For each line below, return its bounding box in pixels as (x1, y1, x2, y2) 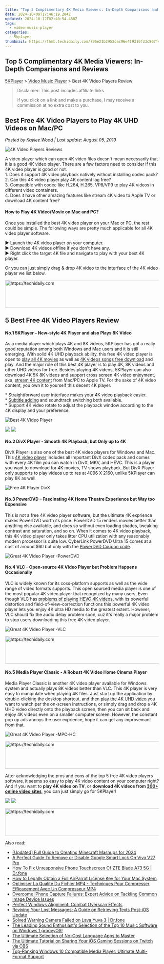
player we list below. (5, 270, 46, 276)
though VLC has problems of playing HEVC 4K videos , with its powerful (5, 596, 149, 602)
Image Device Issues (12, 896, 55, 902)
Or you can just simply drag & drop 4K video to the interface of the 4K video (5, 265, 158, 271)
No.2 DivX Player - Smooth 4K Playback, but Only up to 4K (5, 438, 126, 444)
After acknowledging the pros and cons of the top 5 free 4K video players (5, 773, 153, 779)
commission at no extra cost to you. (17, 102, 89, 108)
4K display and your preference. (5, 407, 70, 413)
